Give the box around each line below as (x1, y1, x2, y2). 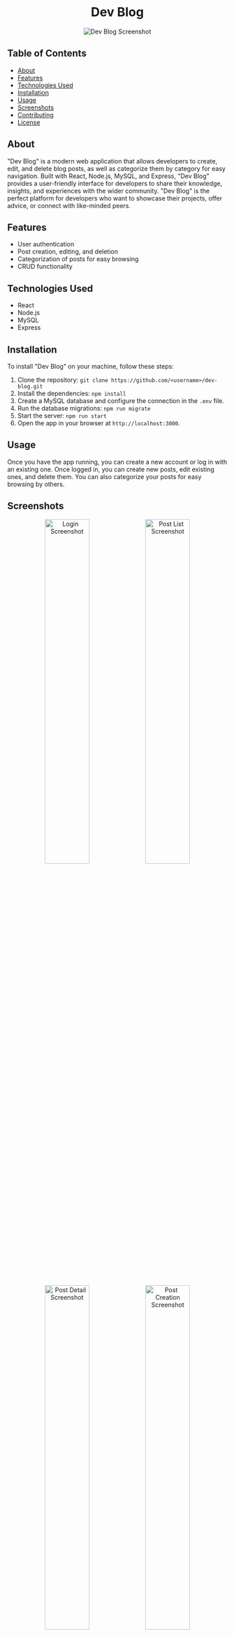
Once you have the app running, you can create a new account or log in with (7, 457, 228, 466)
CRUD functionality (17, 263, 73, 271)
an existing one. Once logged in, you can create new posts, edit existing (7, 465, 214, 474)
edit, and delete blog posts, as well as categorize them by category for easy (7, 164, 226, 172)
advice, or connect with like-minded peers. (7, 201, 131, 210)
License (17, 118, 41, 126)
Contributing (17, 110, 54, 119)
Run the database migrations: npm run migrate (17, 404, 152, 412)
